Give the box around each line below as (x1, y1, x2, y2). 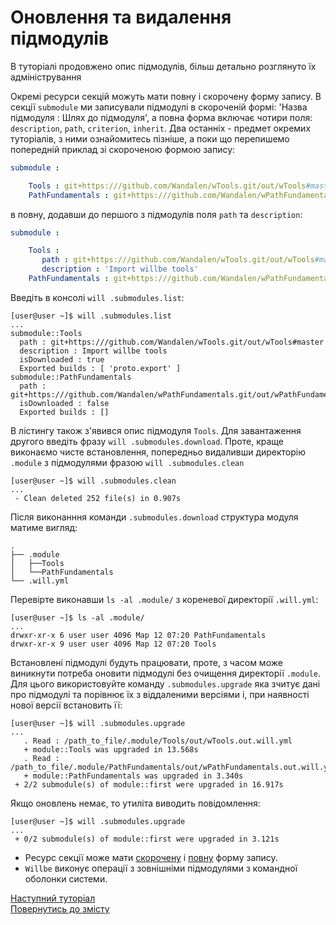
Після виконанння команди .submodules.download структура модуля (10, 511, 299, 523)
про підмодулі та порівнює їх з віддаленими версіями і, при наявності (10, 688, 310, 700)
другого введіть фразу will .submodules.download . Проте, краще (10, 435, 284, 447)
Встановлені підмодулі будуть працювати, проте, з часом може (10, 656, 283, 668)
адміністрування (10, 71, 82, 83)
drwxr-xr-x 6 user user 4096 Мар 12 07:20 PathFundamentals (10, 630, 267, 640)
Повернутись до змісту (10, 902, 110, 915)
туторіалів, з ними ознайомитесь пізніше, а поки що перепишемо (10, 132, 290, 145)
